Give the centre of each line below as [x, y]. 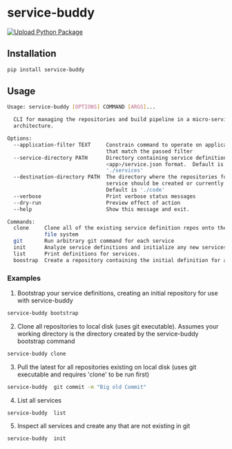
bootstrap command [46, 341]
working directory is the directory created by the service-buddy [108, 333]
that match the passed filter [149, 151]
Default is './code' [136, 190]
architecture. [33, 126]
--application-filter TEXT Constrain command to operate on [108, 145]
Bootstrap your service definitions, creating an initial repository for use [118, 293]
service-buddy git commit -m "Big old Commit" [77, 387]
